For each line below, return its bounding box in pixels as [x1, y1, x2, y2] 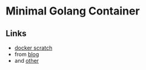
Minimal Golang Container [5, 4, 140, 18]
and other [14, 57, 39, 64]
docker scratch [14, 44, 53, 51]
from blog [14, 51, 39, 58]
